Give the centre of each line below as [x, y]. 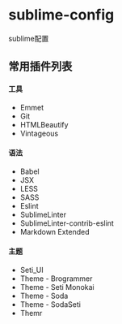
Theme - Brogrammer [56, 279]
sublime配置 [29, 38]
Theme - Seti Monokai [57, 287]
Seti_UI [32, 270]
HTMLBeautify [44, 124]
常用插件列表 [40, 67]
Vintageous [39, 133]
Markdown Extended [55, 231]
